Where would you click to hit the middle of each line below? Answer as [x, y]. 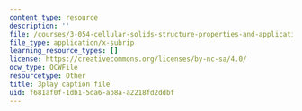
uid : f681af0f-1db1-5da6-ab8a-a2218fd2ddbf [92, 92]
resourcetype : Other [48, 76]
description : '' [40, 26]
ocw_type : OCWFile [44, 68]
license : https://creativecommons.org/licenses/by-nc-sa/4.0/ [128, 59]
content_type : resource [54, 17]
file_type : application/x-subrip [72, 43]
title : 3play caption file [60, 84]
